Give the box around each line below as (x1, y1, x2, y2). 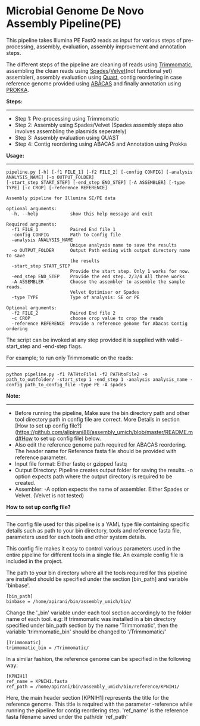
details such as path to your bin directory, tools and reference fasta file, (6, 527, 182, 534)
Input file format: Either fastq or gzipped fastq (14, 460, 127, 467)
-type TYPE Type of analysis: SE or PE (11, 294, 140, 300)
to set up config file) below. (34, 435, 101, 442)
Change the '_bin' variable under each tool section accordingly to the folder (6, 609, 192, 616)
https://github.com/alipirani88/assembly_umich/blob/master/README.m (17, 428, 193, 435)
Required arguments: (6, 221, 58, 227)
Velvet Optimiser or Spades (70, 289, 140, 295)
